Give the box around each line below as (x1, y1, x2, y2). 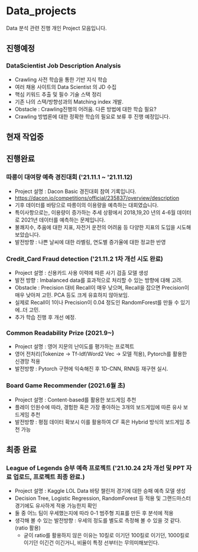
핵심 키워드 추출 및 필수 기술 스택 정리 (14, 91, 102, 98)
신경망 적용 (14, 358, 41, 365)
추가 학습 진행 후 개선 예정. (14, 314, 77, 320)
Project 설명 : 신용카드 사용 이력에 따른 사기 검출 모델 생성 (14, 269, 149, 276)
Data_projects (6, 4, 77, 18)
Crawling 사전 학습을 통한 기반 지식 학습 (14, 76, 108, 83)
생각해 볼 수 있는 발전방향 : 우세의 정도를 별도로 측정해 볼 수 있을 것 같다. (14, 517, 181, 524)
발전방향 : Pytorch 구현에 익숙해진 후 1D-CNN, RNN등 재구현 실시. (14, 365, 168, 373)
